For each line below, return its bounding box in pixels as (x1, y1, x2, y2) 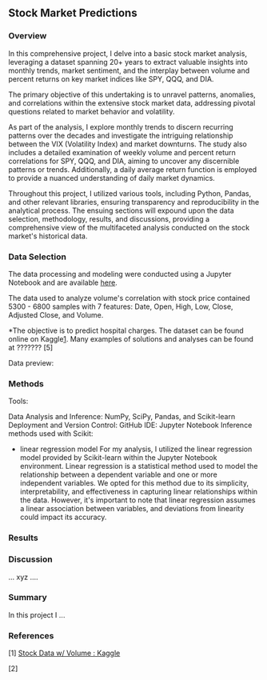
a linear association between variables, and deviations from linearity (19, 504, 245, 514)
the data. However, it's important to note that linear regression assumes (19, 495, 256, 505)
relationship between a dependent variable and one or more (19, 470, 218, 479)
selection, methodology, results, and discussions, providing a (8, 214, 210, 223)
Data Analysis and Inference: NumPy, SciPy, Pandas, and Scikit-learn (8, 412, 236, 422)
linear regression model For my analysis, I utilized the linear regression (19, 444, 253, 454)
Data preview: (8, 358, 54, 367)
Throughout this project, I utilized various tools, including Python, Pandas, (8, 188, 252, 198)
